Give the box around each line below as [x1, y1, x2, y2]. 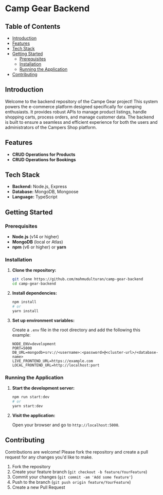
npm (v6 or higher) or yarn [12, 244, 67, 250]
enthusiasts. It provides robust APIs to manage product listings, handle [5, 109, 147, 114]
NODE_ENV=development [12, 342, 56, 346]
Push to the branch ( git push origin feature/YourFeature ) [12, 479, 131, 485]
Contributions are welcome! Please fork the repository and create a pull [5, 449, 148, 455]
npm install [12, 300, 36, 305]
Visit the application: [12, 412, 55, 418]
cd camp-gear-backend [12, 281, 56, 286]
